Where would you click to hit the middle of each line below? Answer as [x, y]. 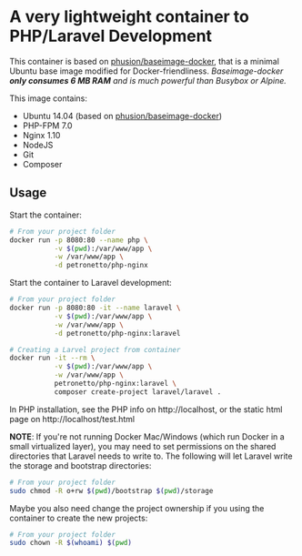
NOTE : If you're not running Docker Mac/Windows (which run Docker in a [147, 436]
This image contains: [49, 98]
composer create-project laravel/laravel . [138, 392]
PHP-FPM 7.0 [47, 126]
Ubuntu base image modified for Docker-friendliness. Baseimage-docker [146, 71]
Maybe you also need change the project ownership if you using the [137, 508]
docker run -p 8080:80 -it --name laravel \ [95, 308]
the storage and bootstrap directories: [81, 465]
